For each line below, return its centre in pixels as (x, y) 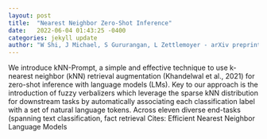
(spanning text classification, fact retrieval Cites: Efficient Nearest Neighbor (132, 118)
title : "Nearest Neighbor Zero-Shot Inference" (90, 23)
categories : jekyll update (53, 38)
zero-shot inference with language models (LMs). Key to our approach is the (133, 85)
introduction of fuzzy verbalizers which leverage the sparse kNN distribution (133, 93)
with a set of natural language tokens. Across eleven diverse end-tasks (124, 110)
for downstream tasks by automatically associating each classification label (132, 102)
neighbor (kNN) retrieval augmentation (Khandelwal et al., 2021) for (145, 76)
